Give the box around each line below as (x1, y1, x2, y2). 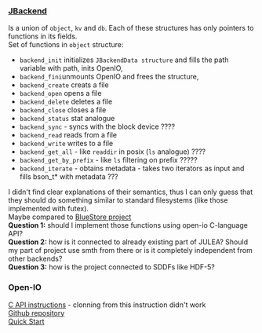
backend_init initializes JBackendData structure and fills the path (19, 55, 229, 64)
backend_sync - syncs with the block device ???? (19, 122, 175, 131)
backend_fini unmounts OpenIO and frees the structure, (19, 72, 199, 82)
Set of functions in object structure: (8, 40, 124, 49)
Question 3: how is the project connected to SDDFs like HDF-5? (8, 262, 216, 272)
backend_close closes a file (19, 105, 107, 115)
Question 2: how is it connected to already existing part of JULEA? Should (8, 237, 249, 247)
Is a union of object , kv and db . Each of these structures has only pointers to (8, 24, 254, 33)
